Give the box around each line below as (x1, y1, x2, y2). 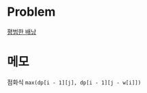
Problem (7, 4, 56, 20)
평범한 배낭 (7, 27, 37, 36)
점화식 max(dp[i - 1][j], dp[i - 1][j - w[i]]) (7, 78, 142, 86)
